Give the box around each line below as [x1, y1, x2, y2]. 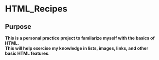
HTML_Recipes [5, 3, 68, 14]
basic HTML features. [5, 50, 50, 56]
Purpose [5, 23, 32, 31]
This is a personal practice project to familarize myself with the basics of [5, 35, 155, 41]
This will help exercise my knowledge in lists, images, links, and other [5, 46, 148, 51]
